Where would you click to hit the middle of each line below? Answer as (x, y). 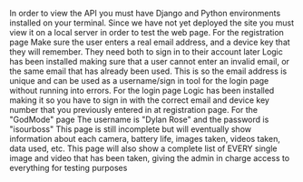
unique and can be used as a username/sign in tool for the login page (139, 81)
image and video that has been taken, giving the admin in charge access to (150, 158)
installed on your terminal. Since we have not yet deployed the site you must (152, 23)
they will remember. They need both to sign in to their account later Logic (147, 52)
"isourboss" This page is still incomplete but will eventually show (131, 129)
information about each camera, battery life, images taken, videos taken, (145, 139)
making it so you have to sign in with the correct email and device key (140, 100)
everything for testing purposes (68, 168)
